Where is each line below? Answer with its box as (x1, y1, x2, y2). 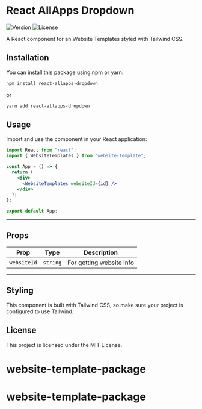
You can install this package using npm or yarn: (6, 69, 124, 76)
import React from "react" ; (6, 147, 77, 154)
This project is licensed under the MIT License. (6, 341, 123, 348)
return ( (11, 169, 34, 175)
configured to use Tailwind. (6, 308, 74, 315)
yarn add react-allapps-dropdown (6, 103, 90, 109)
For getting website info (67, 258, 134, 267)
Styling (6, 286, 34, 296)
